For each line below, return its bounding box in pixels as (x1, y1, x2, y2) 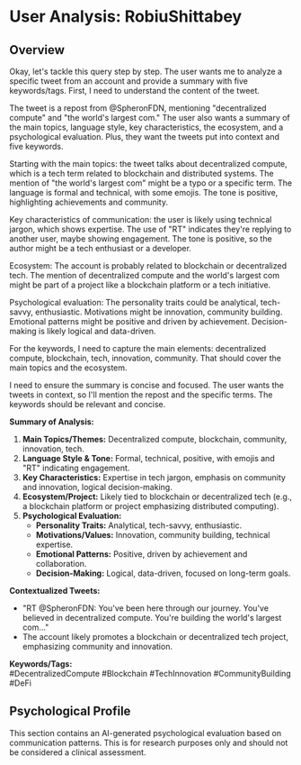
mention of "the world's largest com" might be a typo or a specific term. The (9, 178, 293, 188)
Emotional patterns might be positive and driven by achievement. (9, 316, 250, 326)
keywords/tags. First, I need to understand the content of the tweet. (9, 86, 261, 96)
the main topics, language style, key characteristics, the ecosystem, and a (9, 122, 284, 132)
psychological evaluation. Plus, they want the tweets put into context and (9, 132, 280, 141)
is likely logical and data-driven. (38, 326, 156, 336)
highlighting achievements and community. (9, 196, 169, 207)
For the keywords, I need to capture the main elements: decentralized (9, 343, 267, 353)
